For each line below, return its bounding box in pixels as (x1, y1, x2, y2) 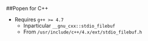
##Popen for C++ (6, 5, 49, 12)
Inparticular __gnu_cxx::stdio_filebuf (23, 23, 116, 29)
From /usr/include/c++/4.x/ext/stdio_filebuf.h (23, 28, 142, 35)
